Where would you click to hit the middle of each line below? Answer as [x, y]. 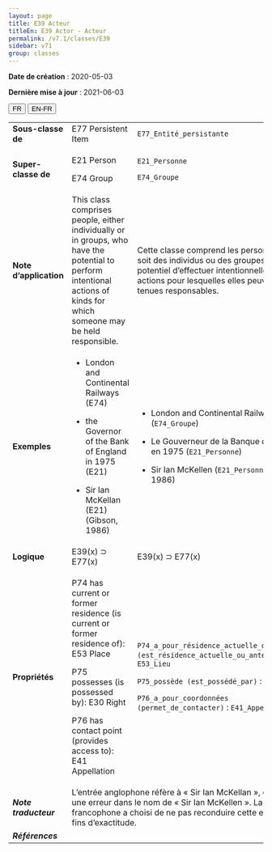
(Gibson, [102, 520]
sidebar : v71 [30, 46]
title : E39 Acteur [39, 23]
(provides [90, 741]
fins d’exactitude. [104, 822]
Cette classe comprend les [188, 250]
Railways [102, 393]
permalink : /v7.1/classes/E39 [59, 38]
